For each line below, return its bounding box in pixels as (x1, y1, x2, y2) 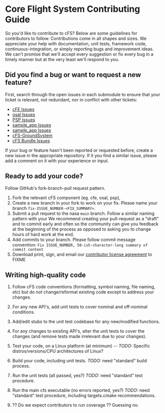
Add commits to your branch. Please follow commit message (12, 237, 136, 242)
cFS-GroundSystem (12, 132, 53, 138)
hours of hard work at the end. (12, 231, 74, 237)
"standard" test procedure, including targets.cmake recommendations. (12, 393, 156, 399)
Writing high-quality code (5, 271, 86, 279)
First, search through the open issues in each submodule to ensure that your (5, 91, 161, 97)
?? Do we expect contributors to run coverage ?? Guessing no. (12, 402, 139, 408)
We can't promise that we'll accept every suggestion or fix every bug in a (5, 51, 154, 57)
